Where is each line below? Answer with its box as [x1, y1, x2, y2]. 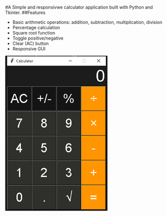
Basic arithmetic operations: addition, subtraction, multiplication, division [12, 19, 162, 25]
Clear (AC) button [12, 40, 49, 46]
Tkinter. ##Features [5, 9, 46, 15]
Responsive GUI [12, 46, 46, 51]
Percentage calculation [12, 24, 60, 30]
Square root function [12, 30, 55, 35]
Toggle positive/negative [12, 35, 63, 41]
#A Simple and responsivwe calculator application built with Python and [5, 4, 153, 10]
